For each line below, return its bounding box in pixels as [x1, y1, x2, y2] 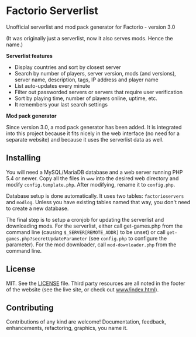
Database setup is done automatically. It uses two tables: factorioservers [6, 192, 184, 200]
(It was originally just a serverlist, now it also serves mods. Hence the [6, 35, 173, 42]
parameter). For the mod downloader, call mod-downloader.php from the [6, 241, 177, 248]
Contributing [6, 302, 54, 312]
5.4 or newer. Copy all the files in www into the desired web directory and [6, 174, 179, 182]
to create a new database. [6, 205, 69, 212]
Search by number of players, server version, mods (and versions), [14, 70, 177, 77]
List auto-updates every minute [14, 82, 91, 89]
